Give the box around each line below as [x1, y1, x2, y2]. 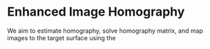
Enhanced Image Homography [7, 4, 185, 20]
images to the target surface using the [7, 33, 116, 42]
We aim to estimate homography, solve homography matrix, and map [7, 27, 204, 35]
